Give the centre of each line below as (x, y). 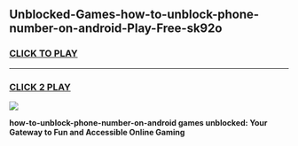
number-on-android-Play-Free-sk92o (116, 29)
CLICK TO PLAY (43, 54)
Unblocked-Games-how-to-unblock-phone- (134, 15)
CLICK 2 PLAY (40, 87)
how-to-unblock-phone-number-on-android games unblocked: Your (138, 122)
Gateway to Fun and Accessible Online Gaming (97, 132)
